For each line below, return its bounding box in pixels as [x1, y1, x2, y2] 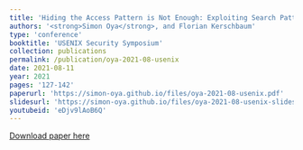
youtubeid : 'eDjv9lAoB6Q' [9, 106, 106, 115]
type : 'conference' [9, 30, 83, 39]
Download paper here [9, 130, 90, 141]
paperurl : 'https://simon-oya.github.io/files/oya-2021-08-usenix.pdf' [9, 89, 284, 98]
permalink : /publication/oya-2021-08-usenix [9, 55, 179, 64]
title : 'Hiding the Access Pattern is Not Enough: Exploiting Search [9, 13, 277, 23]
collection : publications [9, 47, 106, 56]
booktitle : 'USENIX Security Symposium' [9, 38, 164, 48]
